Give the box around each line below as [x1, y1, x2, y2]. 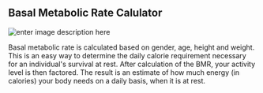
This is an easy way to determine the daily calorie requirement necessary [8, 50, 246, 60]
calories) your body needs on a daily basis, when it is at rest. [8, 76, 206, 85]
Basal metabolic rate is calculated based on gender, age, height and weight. [8, 43, 255, 52]
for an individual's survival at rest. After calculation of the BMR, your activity [8, 59, 256, 69]
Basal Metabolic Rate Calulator [8, 6, 163, 20]
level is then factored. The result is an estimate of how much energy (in [8, 67, 239, 77]
